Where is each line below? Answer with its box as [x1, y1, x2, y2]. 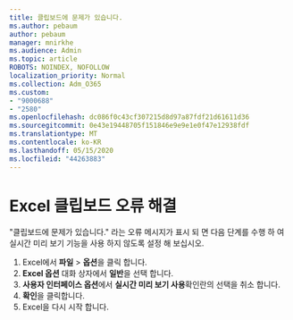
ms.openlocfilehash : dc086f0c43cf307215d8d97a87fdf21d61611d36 [9, 113, 250, 122]
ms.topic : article [9, 55, 78, 63]
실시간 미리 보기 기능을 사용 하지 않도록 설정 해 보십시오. [9, 238, 205, 248]
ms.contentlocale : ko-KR [9, 138, 102, 147]
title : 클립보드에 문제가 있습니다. [9, 13, 123, 22]
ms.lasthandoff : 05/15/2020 [9, 146, 114, 155]
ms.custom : [9, 88, 50, 97]
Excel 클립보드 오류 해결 [9, 196, 177, 215]
